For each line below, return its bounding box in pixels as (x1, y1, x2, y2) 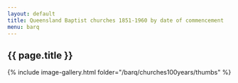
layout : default (7, 10, 55, 18)
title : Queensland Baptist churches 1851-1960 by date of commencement (7, 17, 224, 24)
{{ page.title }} (7, 49, 73, 61)
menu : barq (7, 23, 40, 30)
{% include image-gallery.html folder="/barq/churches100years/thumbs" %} (7, 68, 232, 77)
